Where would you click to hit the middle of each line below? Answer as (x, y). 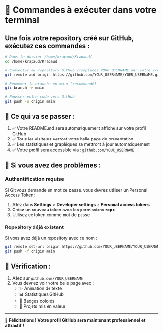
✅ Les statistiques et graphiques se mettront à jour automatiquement (81, 144)
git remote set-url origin (32, 247)
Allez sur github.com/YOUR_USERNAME (48, 278)
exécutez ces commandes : (47, 46)
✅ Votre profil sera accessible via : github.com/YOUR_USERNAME (73, 150)
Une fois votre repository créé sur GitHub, (70, 38)
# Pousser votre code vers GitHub (40, 97)
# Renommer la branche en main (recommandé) (51, 84)
